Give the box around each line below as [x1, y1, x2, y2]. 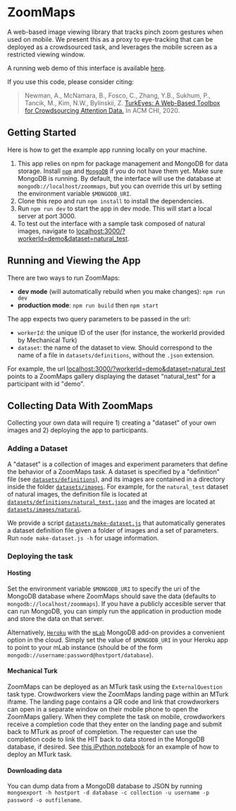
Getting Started [7, 126, 77, 138]
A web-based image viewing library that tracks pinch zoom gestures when [7, 28, 224, 36]
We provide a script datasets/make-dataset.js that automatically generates [7, 519, 225, 527]
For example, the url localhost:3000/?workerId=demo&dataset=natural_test [7, 365, 226, 373]
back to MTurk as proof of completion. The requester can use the [7, 728, 197, 735]
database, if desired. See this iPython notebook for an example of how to [7, 742, 220, 751]
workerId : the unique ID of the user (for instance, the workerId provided [17, 328, 225, 336]
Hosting [7, 569, 32, 577]
